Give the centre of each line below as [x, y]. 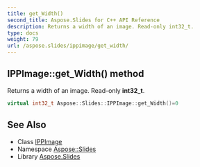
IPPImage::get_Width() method [76, 74]
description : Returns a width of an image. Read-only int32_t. [101, 26]
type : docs [23, 33]
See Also [27, 125]
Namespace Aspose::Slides [57, 149]
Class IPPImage [40, 141]
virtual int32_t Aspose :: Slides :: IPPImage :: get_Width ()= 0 [93, 103]
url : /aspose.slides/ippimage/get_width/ [68, 46]
